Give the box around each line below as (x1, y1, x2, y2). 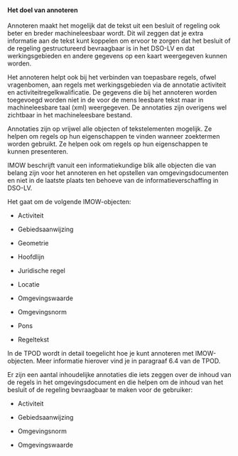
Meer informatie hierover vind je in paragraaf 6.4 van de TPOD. (36, 356, 221, 366)
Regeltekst (17, 335, 50, 344)
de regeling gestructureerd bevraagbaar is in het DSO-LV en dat (7, 44, 195, 53)
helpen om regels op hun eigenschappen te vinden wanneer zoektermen (7, 132, 220, 141)
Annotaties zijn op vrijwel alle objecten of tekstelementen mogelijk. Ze (7, 124, 212, 133)
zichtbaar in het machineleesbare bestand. (7, 111, 133, 120)
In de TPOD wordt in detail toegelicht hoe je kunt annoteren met (7, 349, 194, 358)
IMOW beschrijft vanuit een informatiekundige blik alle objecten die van (7, 161, 217, 170)
